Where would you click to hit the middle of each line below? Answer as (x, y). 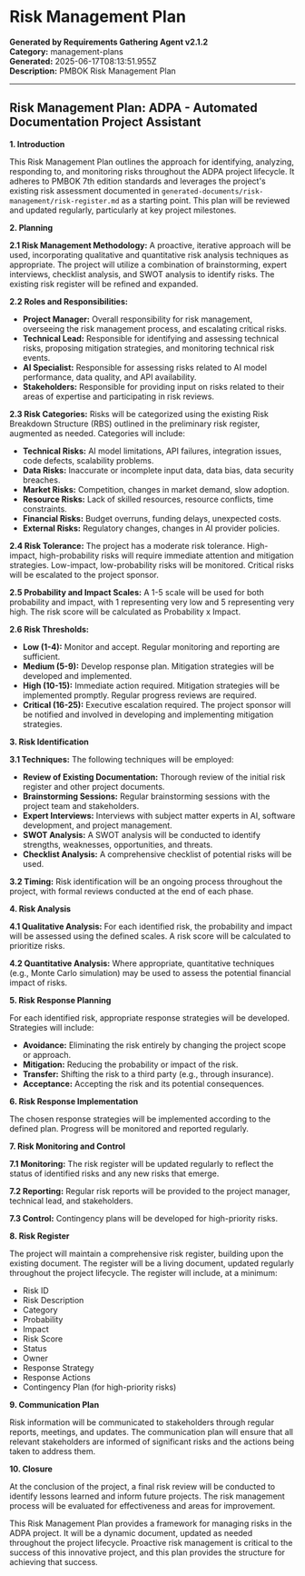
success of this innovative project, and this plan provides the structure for (148, 1552)
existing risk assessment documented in (85, 190)
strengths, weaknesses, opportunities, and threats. (118, 844)
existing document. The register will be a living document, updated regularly (152, 1263)
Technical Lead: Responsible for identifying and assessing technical (151, 338)
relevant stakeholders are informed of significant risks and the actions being (152, 1441)
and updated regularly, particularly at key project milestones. (123, 210)
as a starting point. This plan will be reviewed (206, 200)
